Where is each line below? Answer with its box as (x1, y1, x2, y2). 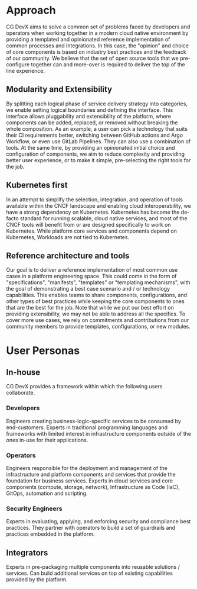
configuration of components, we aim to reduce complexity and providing (6, 150, 185, 157)
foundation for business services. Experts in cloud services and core (6, 477, 173, 484)
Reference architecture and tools (6, 250, 130, 260)
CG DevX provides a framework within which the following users (6, 383, 163, 390)
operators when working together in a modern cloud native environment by (6, 29, 189, 36)
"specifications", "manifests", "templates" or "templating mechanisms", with (6, 279, 191, 286)
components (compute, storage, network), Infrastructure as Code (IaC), (6, 483, 180, 490)
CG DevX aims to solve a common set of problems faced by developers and (6, 23, 191, 30)
